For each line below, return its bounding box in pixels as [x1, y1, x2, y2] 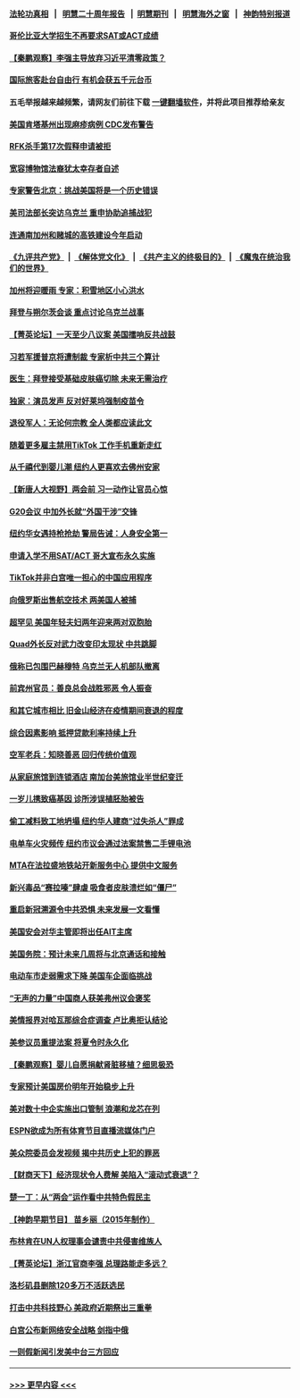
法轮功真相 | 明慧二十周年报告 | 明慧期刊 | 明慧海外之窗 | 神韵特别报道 [9, 8, 291, 19]
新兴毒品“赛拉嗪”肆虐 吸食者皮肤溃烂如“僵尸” [9, 881, 177, 893]
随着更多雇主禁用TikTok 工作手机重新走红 [9, 439, 162, 451]
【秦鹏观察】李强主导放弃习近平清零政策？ [9, 52, 166, 63]
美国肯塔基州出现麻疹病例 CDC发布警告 [9, 119, 154, 130]
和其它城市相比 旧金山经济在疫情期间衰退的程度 [9, 705, 184, 715]
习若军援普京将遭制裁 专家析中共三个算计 [9, 351, 161, 362]
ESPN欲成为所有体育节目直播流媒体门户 [9, 1125, 156, 1136]
